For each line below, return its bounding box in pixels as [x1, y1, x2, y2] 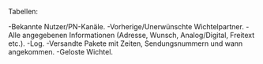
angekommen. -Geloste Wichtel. [8, 47, 113, 56]
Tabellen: [8, 7, 38, 16]
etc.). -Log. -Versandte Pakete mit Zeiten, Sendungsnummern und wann [8, 39, 243, 48]
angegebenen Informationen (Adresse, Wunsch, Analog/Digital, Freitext [22, 31, 255, 40]
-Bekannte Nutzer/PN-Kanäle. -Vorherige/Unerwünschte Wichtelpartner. [8, 22, 245, 31]
